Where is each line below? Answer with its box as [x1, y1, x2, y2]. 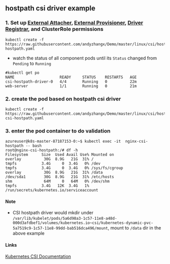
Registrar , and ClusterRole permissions [5, 25, 104, 32]
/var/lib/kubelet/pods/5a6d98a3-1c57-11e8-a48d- [12, 216, 117, 221]
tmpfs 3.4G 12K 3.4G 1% [5, 183, 90, 188]
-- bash [25, 143, 42, 149]
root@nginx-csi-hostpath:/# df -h [5, 148, 78, 153]
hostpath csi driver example [5, 4, 96, 13]
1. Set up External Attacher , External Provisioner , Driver [5, 19, 143, 26]
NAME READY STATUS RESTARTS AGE [5, 75, 137, 80]
